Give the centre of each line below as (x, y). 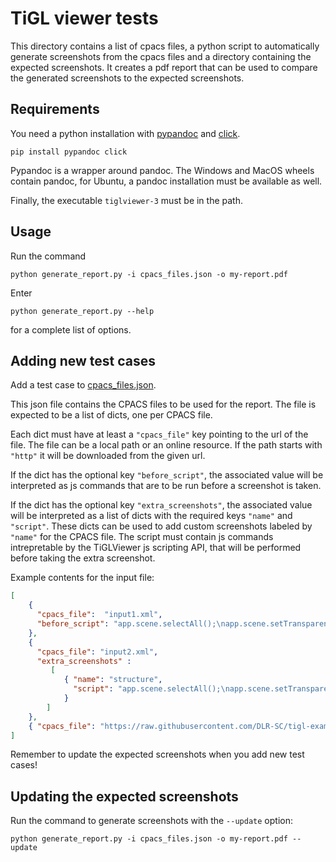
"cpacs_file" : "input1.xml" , (99, 615)
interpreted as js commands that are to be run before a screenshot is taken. (166, 486)
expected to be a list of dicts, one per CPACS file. (111, 415)
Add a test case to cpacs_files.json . (83, 385)
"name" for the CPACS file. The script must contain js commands (142, 537)
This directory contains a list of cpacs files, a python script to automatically (165, 46)
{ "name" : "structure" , (113, 680)
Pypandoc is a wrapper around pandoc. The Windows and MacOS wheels (162, 170)
